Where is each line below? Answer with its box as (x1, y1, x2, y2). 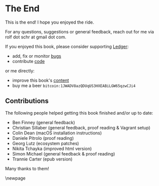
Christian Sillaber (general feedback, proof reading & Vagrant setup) (12, 124, 151, 130)
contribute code (12, 58, 45, 64)
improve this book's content (12, 77, 69, 83)
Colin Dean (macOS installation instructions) (12, 130, 102, 136)
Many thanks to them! (5, 165, 49, 171)
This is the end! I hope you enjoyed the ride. (5, 19, 95, 25)
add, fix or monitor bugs (12, 53, 62, 59)
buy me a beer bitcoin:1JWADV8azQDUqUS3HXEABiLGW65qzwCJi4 (12, 82, 136, 89)
